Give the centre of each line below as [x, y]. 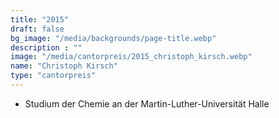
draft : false [37, 29]
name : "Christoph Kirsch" [64, 66]
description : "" [46, 47]
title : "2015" [40, 19]
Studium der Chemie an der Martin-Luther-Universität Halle [147, 103]
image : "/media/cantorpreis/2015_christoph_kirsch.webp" [131, 57]
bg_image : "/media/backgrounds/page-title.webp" [113, 38]
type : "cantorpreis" [53, 76]
